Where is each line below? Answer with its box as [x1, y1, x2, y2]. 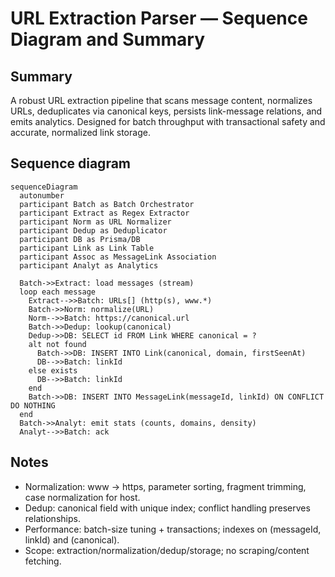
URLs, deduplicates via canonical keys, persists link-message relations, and [10, 105, 323, 117]
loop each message [19, 287, 97, 297]
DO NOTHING [10, 400, 56, 411]
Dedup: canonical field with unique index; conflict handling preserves [24, 502, 311, 514]
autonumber [19, 190, 65, 201]
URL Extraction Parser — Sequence [10, 7, 308, 30]
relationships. [24, 512, 81, 524]
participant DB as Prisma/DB [19, 234, 141, 244]
